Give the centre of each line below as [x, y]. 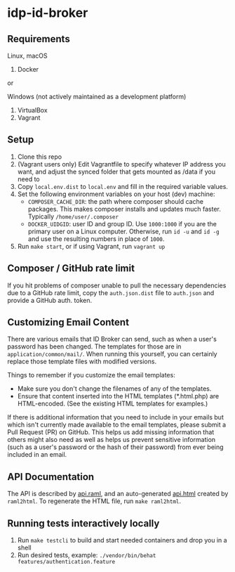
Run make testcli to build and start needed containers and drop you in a [122, 540]
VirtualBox [32, 110]
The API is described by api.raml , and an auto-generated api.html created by [118, 494]
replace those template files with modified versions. [82, 362]
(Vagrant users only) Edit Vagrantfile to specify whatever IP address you [121, 164]
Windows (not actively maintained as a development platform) [97, 97]
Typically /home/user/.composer [73, 216]
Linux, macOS [27, 56]
